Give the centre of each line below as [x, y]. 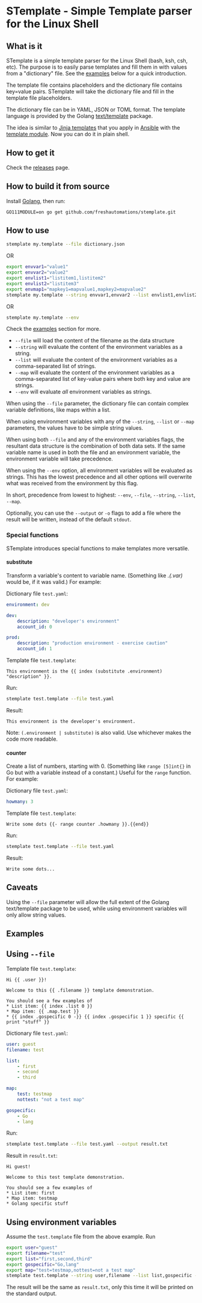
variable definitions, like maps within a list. [59, 410]
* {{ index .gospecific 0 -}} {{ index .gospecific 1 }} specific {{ [95, 1017]
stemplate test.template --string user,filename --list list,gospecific [99, 1276]
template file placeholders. [39, 98]
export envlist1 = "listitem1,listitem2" [56, 278]
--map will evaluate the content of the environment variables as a [95, 372]
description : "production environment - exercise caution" [93, 643]
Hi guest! [19, 1167]
